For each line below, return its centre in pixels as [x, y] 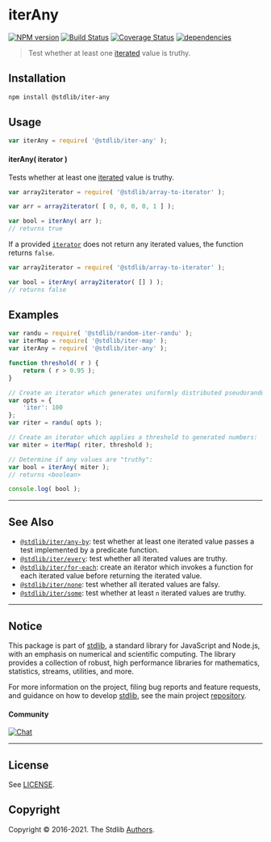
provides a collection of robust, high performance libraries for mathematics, [134, 662]
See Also [31, 522]
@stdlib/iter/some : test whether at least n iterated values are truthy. [133, 593]
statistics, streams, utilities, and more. [71, 671]
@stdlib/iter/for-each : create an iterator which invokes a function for [137, 567]
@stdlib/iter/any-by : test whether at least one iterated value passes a [137, 542]
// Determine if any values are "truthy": [81, 459]
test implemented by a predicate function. [90, 550]
